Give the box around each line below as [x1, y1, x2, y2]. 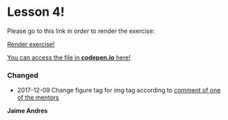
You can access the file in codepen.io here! [7, 53, 131, 62]
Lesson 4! [7, 4, 65, 20]
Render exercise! [7, 40, 55, 48]
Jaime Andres [7, 107, 48, 115]
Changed [7, 70, 39, 80]
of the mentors [16, 93, 60, 101]
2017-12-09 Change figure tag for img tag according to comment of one [16, 86, 221, 95]
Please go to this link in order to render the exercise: [7, 27, 155, 35]
